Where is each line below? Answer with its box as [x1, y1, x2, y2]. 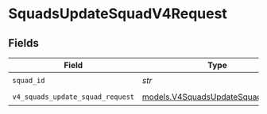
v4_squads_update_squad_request [12, 92, 135, 101]
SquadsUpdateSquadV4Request [8, 5, 228, 23]
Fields [8, 36, 40, 50]
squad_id [12, 76, 45, 85]
